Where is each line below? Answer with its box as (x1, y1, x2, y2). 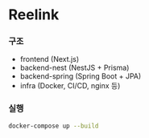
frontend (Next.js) (19, 55, 79, 64)
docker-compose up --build (8, 122, 99, 130)
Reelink (8, 6, 60, 24)
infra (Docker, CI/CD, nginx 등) (19, 81, 121, 91)
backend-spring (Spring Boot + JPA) (19, 71, 142, 81)
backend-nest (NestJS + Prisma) (19, 63, 130, 73)
